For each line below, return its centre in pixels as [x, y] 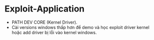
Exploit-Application [45, 9]
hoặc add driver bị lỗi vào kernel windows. [54, 32]
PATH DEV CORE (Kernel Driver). [44, 22]
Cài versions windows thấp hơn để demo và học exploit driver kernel [80, 27]
